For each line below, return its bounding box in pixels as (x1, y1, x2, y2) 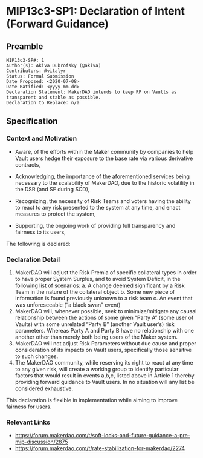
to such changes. (14, 353, 59, 360)
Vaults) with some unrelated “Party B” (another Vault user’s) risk (14, 320, 175, 328)
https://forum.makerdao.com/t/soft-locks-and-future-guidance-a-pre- (14, 432, 190, 439)
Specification (6, 116, 58, 127)
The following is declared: (6, 240, 71, 247)
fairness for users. (6, 403, 52, 410)
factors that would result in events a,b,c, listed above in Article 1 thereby (14, 371, 195, 379)
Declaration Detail (6, 255, 60, 264)
